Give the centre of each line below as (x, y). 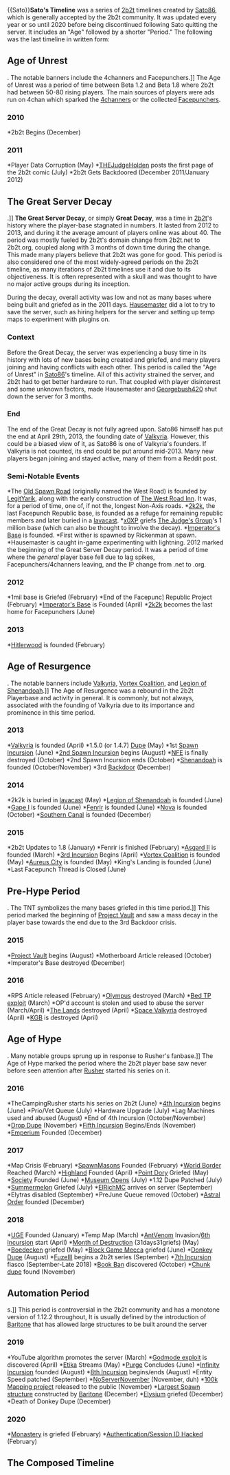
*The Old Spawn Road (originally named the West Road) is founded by (107, 491)
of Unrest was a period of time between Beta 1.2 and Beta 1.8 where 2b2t (111, 85)
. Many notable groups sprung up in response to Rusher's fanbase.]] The (110, 1056)
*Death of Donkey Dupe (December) (59, 1401)
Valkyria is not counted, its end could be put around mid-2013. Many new (111, 451)
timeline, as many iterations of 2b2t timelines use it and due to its (99, 269)
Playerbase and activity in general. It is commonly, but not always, (101, 698)
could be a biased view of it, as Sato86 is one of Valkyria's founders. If (107, 443)
